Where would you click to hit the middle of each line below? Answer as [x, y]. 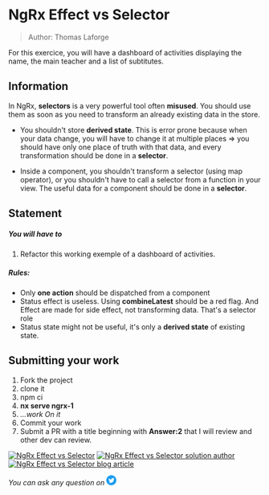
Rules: [19, 272]
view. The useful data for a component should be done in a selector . [133, 188]
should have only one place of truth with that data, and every [121, 147]
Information [39, 86]
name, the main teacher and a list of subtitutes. [86, 61]
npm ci [31, 397]
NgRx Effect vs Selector [89, 15]
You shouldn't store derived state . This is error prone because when [133, 129]
